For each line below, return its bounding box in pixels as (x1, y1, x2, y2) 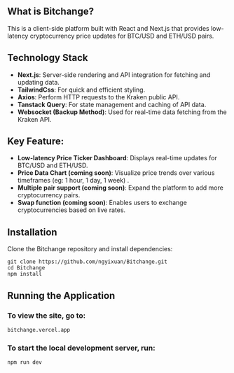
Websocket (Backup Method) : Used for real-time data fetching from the (17, 108, 227, 116)
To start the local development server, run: (7, 343, 156, 353)
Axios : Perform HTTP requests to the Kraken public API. (17, 92, 180, 101)
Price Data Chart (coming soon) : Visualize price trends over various (17, 169, 215, 177)
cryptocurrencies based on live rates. (17, 206, 126, 214)
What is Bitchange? (7, 6, 95, 17)
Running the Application (7, 290, 116, 302)
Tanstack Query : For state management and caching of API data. (17, 100, 207, 108)
